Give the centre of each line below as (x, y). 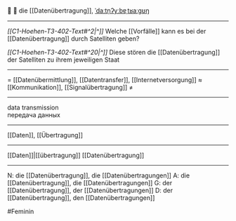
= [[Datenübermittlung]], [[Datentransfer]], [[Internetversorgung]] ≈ (105, 80)
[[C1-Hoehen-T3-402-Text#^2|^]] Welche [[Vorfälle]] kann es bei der (107, 31)
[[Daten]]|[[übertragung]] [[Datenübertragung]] (76, 155)
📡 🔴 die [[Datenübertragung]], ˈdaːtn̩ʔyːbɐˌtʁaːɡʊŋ (78, 11)
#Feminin (21, 211)
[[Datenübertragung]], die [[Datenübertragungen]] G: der (90, 183)
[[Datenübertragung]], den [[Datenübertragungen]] (81, 198)
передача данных (34, 115)
